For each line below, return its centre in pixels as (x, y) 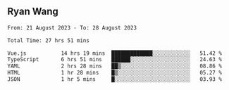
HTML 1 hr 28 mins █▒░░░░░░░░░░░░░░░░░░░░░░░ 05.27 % (114, 73)
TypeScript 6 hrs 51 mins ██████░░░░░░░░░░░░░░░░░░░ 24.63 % (114, 60)
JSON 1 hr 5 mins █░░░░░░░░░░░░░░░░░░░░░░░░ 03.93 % (114, 79)
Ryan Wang (33, 12)
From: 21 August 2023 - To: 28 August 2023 (72, 27)
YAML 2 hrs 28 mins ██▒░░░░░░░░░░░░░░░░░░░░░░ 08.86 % (114, 66)
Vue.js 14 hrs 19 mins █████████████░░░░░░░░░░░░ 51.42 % (114, 53)
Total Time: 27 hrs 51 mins (49, 40)
